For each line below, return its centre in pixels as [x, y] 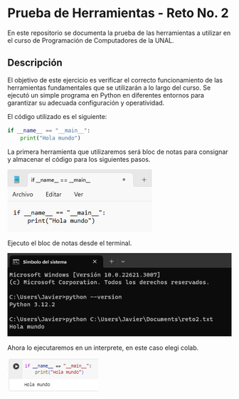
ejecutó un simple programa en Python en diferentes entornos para [106, 95]
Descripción [35, 63]
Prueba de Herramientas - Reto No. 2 [118, 13]
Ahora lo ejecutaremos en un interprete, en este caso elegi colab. [103, 348]
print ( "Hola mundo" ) [51, 138]
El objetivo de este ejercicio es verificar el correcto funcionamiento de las [115, 80]
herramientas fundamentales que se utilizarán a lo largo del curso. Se [109, 88]
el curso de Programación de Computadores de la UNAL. [91, 40]
